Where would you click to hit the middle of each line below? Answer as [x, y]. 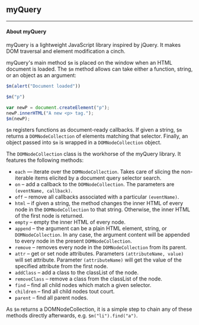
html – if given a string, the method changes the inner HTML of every [99, 203]
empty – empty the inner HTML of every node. [70, 222]
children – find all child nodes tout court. [65, 291]
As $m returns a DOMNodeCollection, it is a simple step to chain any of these [99, 309]
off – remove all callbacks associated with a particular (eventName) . [97, 197]
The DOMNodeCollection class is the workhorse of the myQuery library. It [94, 154]
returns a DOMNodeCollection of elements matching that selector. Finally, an [97, 136]
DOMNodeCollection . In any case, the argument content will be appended [102, 235]
